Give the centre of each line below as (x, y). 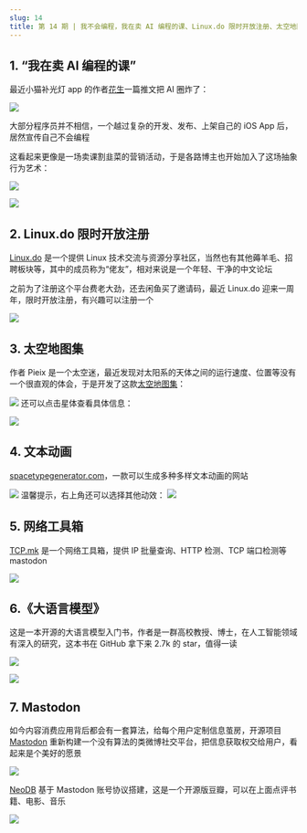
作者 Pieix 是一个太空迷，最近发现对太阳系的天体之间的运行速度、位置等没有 (153, 372)
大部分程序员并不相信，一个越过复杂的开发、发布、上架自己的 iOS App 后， (151, 126)
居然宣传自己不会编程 (49, 137)
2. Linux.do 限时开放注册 (79, 234)
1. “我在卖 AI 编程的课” (73, 65)
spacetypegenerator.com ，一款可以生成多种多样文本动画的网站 (129, 475)
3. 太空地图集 (47, 348)
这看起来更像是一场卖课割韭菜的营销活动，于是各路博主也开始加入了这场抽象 (153, 157)
